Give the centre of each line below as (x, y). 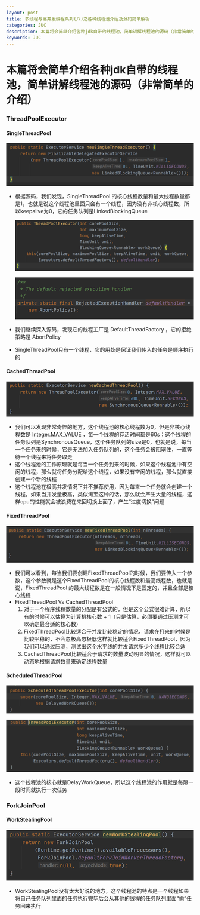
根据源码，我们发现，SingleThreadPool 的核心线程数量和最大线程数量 (100, 196)
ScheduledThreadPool (35, 675)
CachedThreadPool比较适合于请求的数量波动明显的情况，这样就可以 (107, 654)
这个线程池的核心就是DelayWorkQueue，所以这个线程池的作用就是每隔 (101, 782)
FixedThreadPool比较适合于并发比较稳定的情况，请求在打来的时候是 (107, 632)
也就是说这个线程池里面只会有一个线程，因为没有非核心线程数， (106, 204)
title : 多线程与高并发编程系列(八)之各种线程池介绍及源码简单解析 (78, 19)
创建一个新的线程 (36, 479)
